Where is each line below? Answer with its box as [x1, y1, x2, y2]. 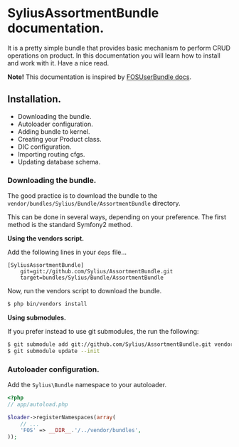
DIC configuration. [17, 142, 72, 151]
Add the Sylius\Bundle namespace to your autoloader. [7, 380, 167, 389]
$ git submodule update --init [7, 347, 100, 354]
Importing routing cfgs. [17, 149, 85, 158]
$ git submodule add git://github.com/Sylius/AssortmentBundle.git [7, 340, 212, 348]
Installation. [7, 93, 62, 105]
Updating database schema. [17, 157, 101, 166]
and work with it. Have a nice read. [7, 58, 110, 67]
